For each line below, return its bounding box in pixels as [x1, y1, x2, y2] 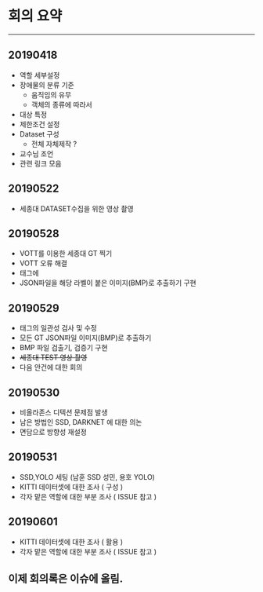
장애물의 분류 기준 [19, 80, 74, 90]
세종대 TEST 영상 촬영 [19, 353, 88, 362]
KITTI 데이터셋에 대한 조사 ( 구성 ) [19, 482, 124, 492]
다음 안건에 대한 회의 [19, 363, 83, 372]
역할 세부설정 [19, 70, 60, 79]
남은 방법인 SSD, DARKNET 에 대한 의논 [19, 418, 142, 426]
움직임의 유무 [31, 90, 72, 99]
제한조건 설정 [19, 119, 60, 129]
